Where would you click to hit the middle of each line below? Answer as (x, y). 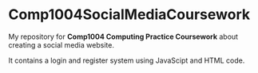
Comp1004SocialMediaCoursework (129, 15)
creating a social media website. (61, 44)
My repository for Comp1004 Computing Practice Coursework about (123, 36)
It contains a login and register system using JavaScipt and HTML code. (127, 60)
